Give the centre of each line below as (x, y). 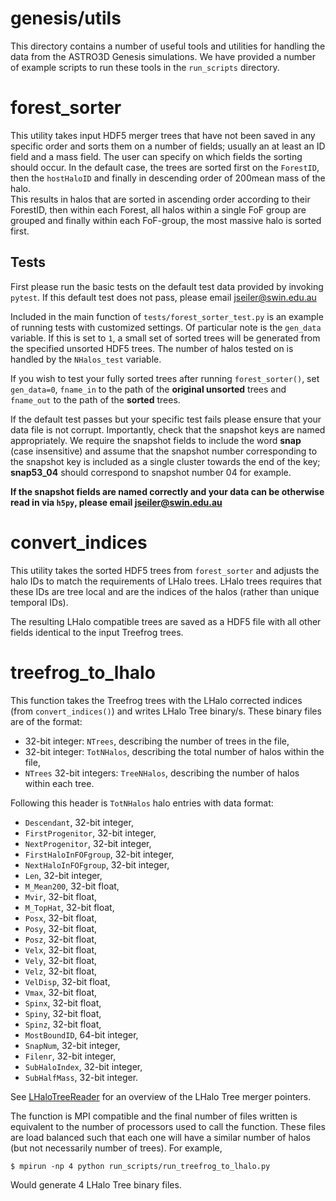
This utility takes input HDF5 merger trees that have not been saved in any (163, 135)
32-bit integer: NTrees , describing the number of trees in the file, (157, 741)
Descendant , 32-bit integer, (79, 822)
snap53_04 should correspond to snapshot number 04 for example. (151, 472)
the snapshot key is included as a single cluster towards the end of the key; (165, 461)
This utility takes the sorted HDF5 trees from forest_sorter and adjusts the (165, 570)
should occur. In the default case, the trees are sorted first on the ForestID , (165, 167)
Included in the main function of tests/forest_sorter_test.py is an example (167, 316)
